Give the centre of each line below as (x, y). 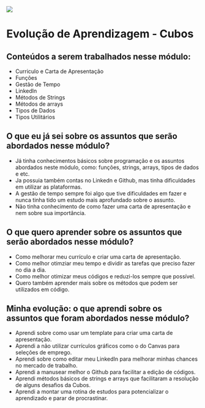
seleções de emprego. (43, 353)
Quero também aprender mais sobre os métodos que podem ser (96, 283)
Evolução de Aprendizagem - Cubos (100, 34)
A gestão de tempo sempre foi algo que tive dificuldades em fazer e (101, 193)
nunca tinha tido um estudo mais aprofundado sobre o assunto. (95, 200)
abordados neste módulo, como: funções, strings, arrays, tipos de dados (107, 167)
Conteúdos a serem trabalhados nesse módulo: (99, 56)
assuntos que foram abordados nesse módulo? (98, 319)
